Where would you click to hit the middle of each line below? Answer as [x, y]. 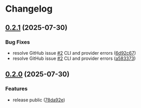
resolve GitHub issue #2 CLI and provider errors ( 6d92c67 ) [74, 53]
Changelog [29, 9]
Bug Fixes [18, 42]
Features [16, 89]
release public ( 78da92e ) [39, 100]
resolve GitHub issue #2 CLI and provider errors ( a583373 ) [74, 58]
